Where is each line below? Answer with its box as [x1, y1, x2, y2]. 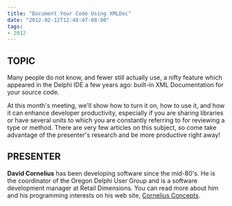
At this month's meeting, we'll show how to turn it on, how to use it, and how [7, 102, 225, 110]
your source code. [7, 88, 60, 97]
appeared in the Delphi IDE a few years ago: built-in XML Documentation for [7, 81, 224, 89]
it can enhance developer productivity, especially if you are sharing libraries [7, 109, 224, 118]
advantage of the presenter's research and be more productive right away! [7, 131, 220, 139]
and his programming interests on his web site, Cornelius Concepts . [7, 191, 201, 199]
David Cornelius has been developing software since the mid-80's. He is [7, 169, 216, 177]
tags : [7, 23, 23, 30]
